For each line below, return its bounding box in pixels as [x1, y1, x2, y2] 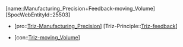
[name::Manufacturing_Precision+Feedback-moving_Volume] [5, 5, 156, 12]
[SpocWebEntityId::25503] [5, 11, 71, 18]
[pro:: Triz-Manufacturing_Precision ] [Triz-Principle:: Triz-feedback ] [14, 23, 178, 29]
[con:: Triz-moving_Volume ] [14, 34, 81, 41]
